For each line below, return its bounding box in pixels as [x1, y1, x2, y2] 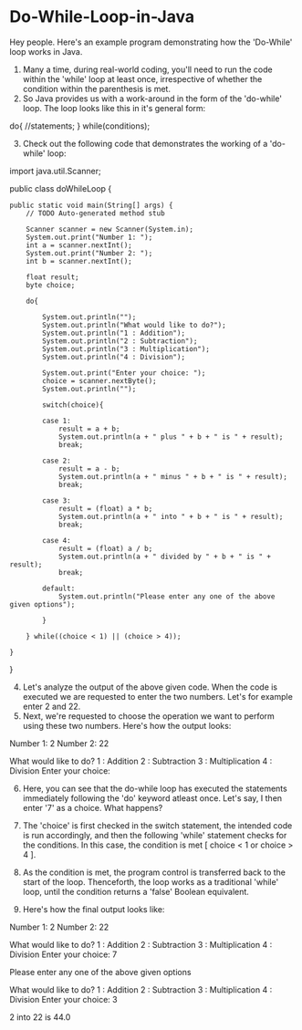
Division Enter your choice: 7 [9, 949, 118, 960]
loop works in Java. [9, 46, 83, 57]
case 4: [42, 536, 71, 545]
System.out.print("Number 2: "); [26, 248, 153, 257]
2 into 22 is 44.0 [9, 1011, 71, 1023]
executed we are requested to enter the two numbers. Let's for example [22, 691, 294, 702]
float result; [26, 272, 79, 282]
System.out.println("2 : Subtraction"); [42, 336, 198, 346]
